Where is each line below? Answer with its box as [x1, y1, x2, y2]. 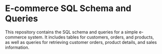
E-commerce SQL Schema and [5, 3, 132, 14]
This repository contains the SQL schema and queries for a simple [5, 29, 138, 35]
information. [5, 44, 30, 50]
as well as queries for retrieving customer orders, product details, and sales [5, 39, 157, 45]
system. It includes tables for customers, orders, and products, [27, 34, 154, 40]
